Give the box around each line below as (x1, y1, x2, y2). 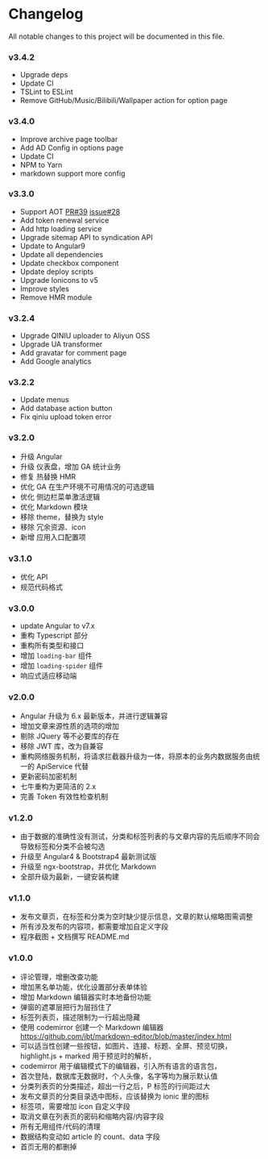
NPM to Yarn (19, 160, 63, 169)
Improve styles (19, 284, 70, 293)
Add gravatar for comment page (19, 348, 127, 358)
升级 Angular (19, 451, 63, 461)
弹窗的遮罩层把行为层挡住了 (19, 1002, 113, 1012)
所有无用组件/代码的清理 (19, 1121, 101, 1131)
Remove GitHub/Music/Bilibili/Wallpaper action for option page (19, 96, 228, 106)
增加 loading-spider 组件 (19, 661, 103, 671)
